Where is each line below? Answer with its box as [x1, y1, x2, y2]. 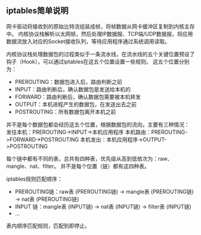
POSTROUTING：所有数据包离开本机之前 [14, 108, 117, 115]
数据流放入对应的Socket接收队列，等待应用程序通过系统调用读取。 [6, 38, 170, 45]
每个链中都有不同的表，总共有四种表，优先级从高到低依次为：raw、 [6, 155, 173, 162]
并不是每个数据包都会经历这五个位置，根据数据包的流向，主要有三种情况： [6, 120, 190, 128]
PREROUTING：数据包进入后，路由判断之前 [14, 78, 123, 85]
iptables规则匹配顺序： [6, 175, 63, 182]
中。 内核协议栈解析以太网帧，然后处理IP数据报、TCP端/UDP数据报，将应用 [6, 30, 193, 37]
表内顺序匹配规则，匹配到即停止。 [6, 222, 90, 229]
